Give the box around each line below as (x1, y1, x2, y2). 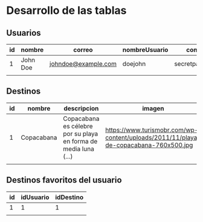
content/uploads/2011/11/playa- (105, 133, 201, 142)
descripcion (63, 104, 99, 113)
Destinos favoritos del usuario (6, 175, 122, 185)
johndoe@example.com (49, 60, 117, 68)
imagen (141, 104, 164, 113)
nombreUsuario (122, 46, 169, 54)
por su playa (63, 129, 98, 138)
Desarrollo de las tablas (6, 4, 127, 18)
